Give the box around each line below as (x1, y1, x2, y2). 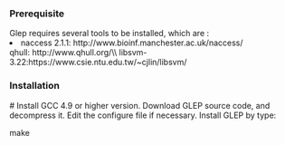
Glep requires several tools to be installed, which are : (9, 28, 210, 39)
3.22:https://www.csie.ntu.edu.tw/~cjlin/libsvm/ (9, 57, 187, 68)
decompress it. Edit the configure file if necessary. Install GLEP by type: (9, 110, 277, 121)
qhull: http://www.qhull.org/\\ (9, 47, 118, 58)
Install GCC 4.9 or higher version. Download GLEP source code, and (16, 100, 271, 111)
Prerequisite (9, 7, 65, 20)
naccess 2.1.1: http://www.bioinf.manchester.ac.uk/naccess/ (21, 37, 243, 48)
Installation (9, 80, 61, 92)
